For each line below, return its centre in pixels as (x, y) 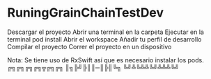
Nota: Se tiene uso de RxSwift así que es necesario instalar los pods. (105, 60)
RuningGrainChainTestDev (86, 13)
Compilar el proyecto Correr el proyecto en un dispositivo (89, 46)
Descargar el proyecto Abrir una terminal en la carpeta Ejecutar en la (105, 32)
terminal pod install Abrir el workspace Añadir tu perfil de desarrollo (104, 39)
